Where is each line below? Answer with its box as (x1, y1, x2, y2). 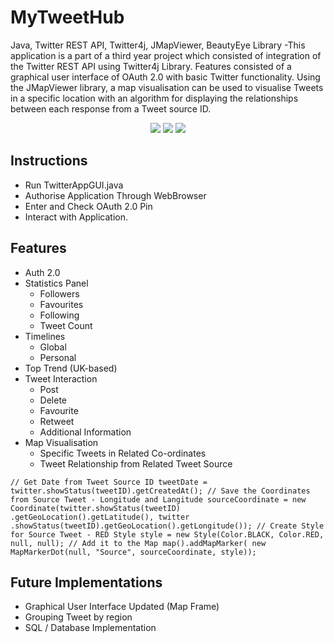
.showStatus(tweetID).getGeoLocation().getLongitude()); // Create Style (10, 521, 325, 531)
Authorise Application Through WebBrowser (24, 189, 207, 201)
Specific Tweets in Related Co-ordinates (39, 447, 207, 459)
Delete (39, 394, 68, 406)
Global (39, 341, 67, 353)
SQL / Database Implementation (24, 622, 157, 634)
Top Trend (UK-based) (24, 362, 118, 374)
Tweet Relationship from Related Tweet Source (39, 457, 233, 470)
